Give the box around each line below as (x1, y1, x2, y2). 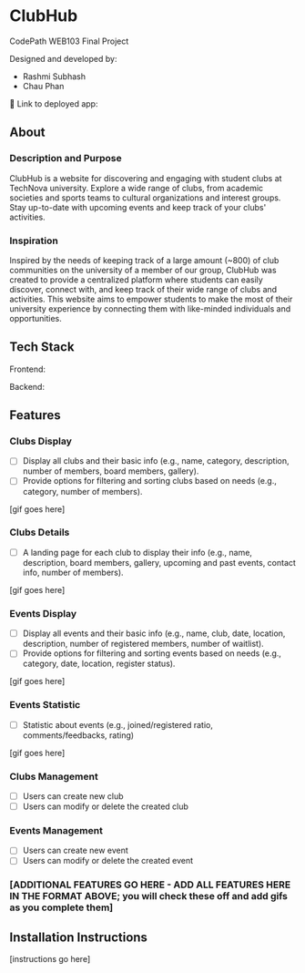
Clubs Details (9, 526, 70, 538)
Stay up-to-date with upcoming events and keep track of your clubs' (9, 201, 267, 212)
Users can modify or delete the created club (22, 801, 189, 812)
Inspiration (9, 234, 59, 247)
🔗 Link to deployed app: (9, 97, 98, 109)
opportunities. (9, 312, 62, 323)
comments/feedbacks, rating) (22, 730, 135, 741)
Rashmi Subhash (22, 70, 86, 82)
